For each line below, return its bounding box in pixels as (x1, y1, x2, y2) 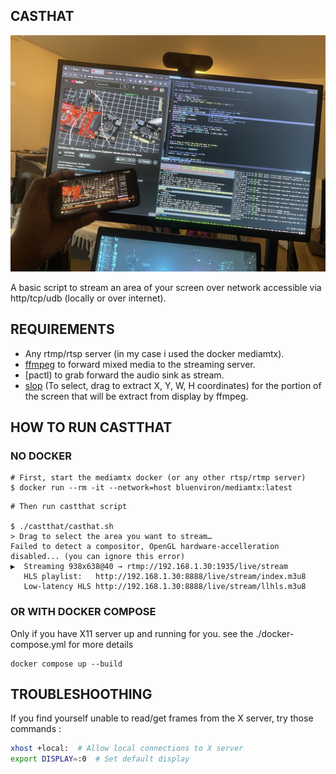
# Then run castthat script (10, 502, 128, 512)
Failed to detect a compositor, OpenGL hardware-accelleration (10, 542, 280, 552)
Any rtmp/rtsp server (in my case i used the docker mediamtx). (24, 347, 285, 359)
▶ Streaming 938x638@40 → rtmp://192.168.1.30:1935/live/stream (10, 562, 288, 572)
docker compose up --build (10, 659, 123, 669)
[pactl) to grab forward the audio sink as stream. (24, 369, 225, 381)
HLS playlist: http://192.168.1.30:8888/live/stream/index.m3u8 (23, 572, 307, 582)
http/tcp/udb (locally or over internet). (10, 292, 167, 304)
